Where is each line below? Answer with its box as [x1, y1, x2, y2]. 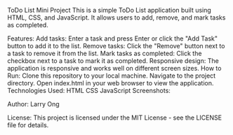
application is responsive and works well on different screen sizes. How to [7, 64, 222, 72]
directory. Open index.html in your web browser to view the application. [7, 79, 214, 87]
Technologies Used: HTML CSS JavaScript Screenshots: [7, 87, 171, 94]
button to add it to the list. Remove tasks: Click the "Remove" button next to [7, 42, 225, 50]
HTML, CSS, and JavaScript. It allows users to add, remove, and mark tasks [7, 13, 226, 22]
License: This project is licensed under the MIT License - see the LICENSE [7, 113, 222, 122]
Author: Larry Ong [7, 100, 60, 108]
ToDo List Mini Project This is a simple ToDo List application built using [7, 6, 212, 14]
